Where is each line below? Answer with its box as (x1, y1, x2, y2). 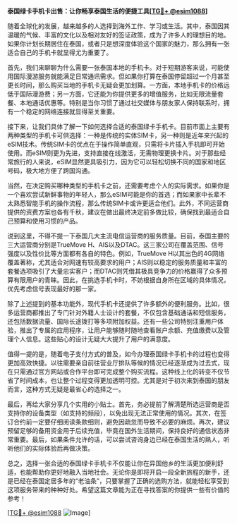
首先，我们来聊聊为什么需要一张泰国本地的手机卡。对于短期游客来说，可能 (7, 63, 224, 71)
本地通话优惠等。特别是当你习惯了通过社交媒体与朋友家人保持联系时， (19, 99, 224, 106)
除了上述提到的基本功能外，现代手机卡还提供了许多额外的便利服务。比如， (7, 300, 224, 307)
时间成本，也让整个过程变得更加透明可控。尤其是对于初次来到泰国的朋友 (19, 377, 230, 384)
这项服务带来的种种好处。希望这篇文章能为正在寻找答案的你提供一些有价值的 (7, 486, 230, 494)
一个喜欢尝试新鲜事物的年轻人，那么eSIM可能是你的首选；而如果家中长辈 (7, 190, 220, 198)
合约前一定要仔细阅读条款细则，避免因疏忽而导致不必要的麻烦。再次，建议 (13, 418, 230, 426)
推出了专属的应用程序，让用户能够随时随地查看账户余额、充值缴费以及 (19, 326, 224, 334)
